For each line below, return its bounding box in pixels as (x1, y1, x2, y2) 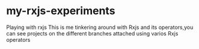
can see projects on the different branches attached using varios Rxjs (6, 30, 179, 37)
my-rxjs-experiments (6, 4, 115, 18)
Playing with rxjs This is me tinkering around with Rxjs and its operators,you (6, 24, 194, 31)
